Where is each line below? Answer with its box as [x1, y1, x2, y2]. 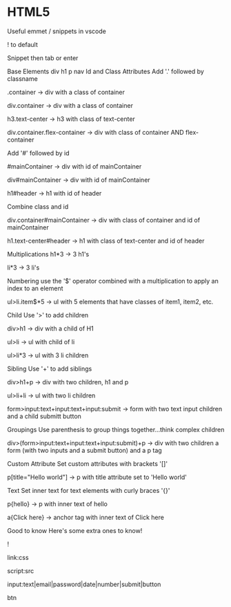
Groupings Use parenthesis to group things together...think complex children [7, 425, 225, 433]
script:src [7, 566, 34, 575]
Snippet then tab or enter [7, 53, 79, 62]
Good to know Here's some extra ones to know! [7, 526, 143, 534]
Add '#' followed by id [7, 149, 70, 157]
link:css [7, 553, 29, 561]
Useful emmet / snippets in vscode [7, 27, 107, 35]
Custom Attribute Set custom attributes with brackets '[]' [7, 459, 168, 467]
